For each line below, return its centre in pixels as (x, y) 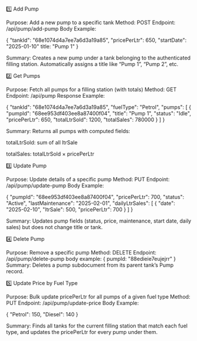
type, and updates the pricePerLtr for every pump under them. (82, 332)
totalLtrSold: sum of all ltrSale (42, 143)
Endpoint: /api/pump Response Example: (55, 96)
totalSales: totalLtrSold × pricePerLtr (50, 154)
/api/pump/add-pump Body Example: (51, 29)
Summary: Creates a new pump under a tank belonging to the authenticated (98, 58)
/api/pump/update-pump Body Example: (55, 186)
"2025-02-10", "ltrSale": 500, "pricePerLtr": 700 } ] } (70, 209)
